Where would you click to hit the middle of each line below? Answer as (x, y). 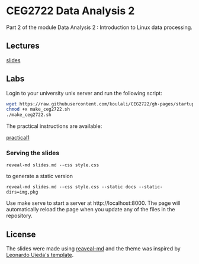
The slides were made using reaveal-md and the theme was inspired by (93, 249)
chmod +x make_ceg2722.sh (38, 110)
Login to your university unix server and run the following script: (84, 93)
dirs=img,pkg (22, 192)
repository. (19, 216)
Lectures (23, 46)
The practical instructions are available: (54, 126)
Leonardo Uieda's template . (40, 255)
